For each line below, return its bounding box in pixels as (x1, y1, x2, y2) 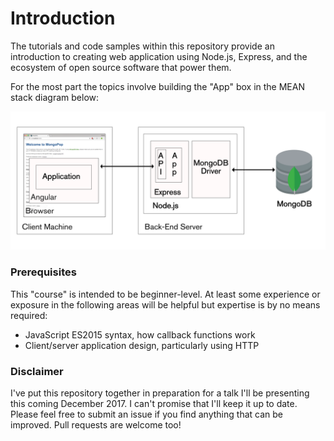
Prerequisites (10, 265, 77, 279)
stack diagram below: (10, 91, 100, 103)
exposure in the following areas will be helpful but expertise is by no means (10, 298, 321, 311)
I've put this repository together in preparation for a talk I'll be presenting (10, 387, 310, 399)
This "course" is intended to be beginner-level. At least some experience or (10, 288, 321, 300)
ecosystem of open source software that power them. (10, 61, 232, 73)
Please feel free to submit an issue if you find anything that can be (10, 408, 283, 421)
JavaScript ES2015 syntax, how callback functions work (24, 328, 256, 341)
